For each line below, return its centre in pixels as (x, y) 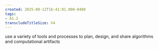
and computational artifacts (33, 42)
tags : (10, 14)
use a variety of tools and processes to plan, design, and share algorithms (79, 37)
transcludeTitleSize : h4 (30, 23)
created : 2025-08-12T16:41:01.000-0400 (45, 9)
